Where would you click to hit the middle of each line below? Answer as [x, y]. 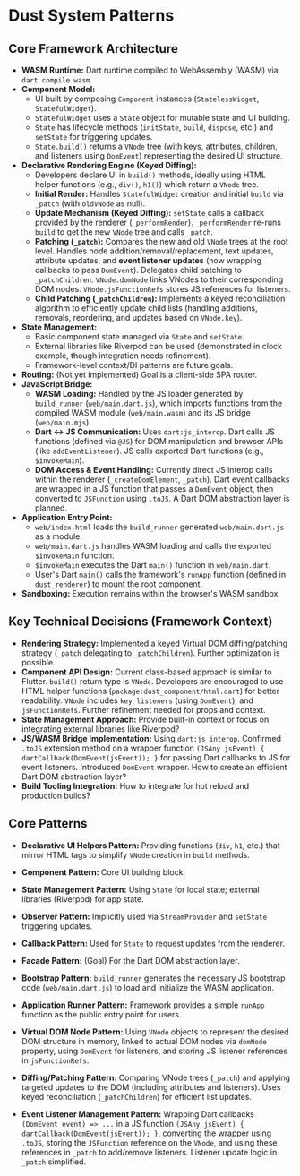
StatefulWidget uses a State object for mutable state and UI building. [162, 118]
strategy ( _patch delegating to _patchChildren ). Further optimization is [150, 652]
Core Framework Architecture [93, 49]
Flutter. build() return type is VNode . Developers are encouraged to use [152, 681]
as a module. [58, 536]
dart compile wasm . [57, 80]
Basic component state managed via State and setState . [139, 336]
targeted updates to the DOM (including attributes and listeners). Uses [151, 1087]
